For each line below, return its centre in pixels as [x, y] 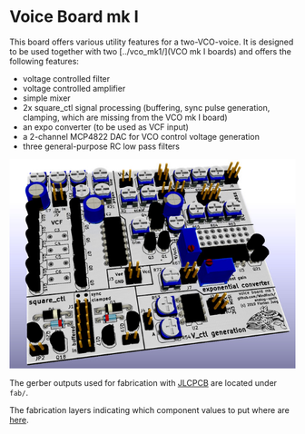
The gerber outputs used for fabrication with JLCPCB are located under [143, 383]
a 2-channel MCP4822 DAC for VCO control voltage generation [141, 136]
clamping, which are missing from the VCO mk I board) [125, 117]
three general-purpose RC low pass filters [101, 146]
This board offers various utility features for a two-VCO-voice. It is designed [152, 42]
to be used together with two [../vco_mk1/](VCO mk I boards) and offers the [151, 51]
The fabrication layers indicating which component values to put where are [150, 410]
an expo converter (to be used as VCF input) [105, 127]
